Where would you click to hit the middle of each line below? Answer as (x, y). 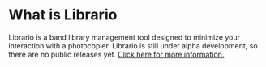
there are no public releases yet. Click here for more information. (116, 54)
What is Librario (63, 15)
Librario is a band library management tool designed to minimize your (124, 37)
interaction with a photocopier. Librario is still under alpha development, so (133, 45)
